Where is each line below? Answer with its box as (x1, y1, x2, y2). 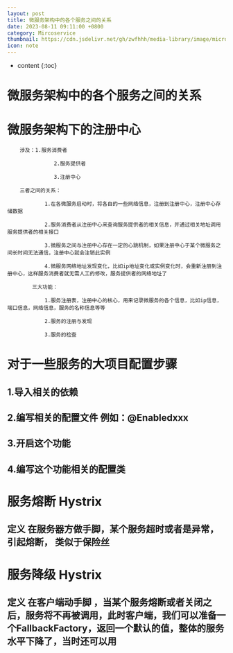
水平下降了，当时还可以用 (7, 636, 116, 647)
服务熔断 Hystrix (7, 494, 102, 510)
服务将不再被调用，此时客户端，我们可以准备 (25, 609, 217, 621)
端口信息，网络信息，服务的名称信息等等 (7, 304, 105, 312)
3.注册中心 (53, 174, 81, 181)
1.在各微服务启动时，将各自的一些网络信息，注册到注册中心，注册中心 (44, 200, 216, 208)
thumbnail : (7, 36, 39, 43)
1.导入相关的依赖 (7, 386, 78, 398)
